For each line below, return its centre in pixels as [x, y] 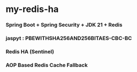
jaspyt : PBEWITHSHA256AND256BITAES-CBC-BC [69, 38]
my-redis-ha [32, 9]
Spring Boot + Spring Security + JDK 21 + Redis [64, 25]
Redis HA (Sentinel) [30, 51]
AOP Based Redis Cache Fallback [47, 65]
